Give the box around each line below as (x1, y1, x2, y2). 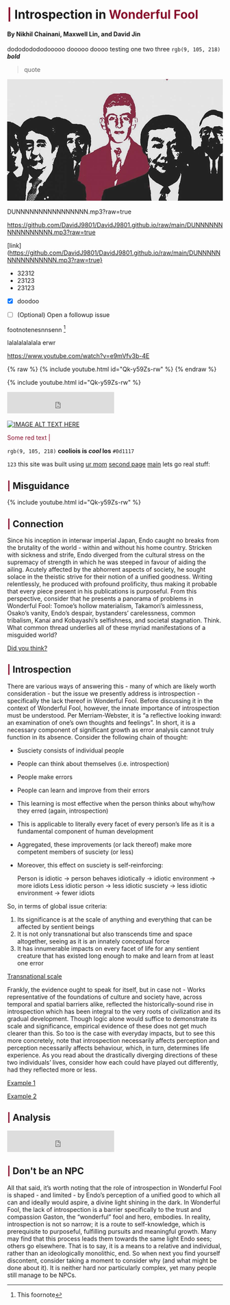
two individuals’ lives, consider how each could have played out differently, (7, 1058, 219, 1066)
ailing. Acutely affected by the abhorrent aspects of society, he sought (7, 566, 206, 574)
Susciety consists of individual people (16, 746, 125, 755)
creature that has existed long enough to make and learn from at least (16, 952, 214, 960)
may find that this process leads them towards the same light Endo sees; (7, 1234, 212, 1243)
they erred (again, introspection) (16, 807, 109, 815)
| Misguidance (7, 480, 70, 492)
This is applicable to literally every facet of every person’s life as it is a (16, 820, 215, 828)
